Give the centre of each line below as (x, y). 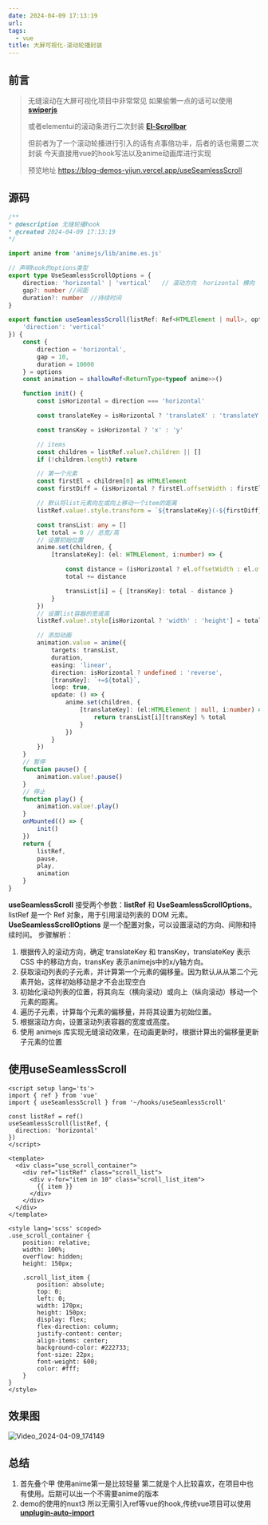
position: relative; (57, 1242)
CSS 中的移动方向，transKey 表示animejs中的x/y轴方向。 (114, 961)
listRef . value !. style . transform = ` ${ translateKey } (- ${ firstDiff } (150, 510)
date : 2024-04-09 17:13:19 (53, 16)
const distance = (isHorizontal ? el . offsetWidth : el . (160, 569)
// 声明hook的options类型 (48, 268)
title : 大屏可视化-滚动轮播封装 (55, 46)
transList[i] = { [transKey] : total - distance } (149, 591)
